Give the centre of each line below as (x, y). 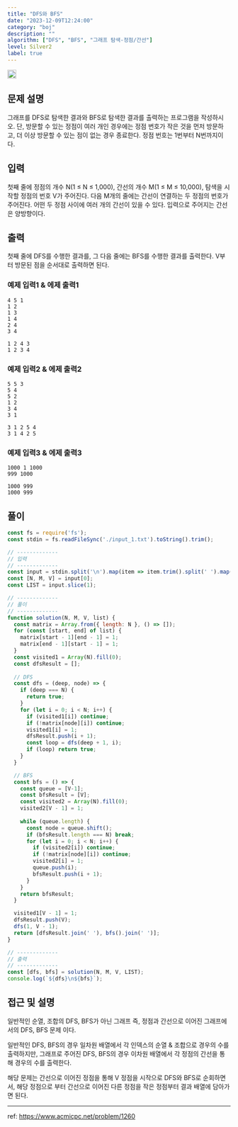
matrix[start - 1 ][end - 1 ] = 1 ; (69, 638)
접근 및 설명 (31, 1003)
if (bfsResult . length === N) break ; (80, 834)
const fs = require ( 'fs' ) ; (47, 533)
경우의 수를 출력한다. (43, 1063)
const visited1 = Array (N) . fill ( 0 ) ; (68, 657)
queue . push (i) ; (55, 868)
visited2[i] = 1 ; (58, 861)
